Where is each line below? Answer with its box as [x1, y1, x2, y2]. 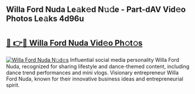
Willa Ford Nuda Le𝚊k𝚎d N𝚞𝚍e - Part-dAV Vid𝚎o [6, 5, 186, 15]
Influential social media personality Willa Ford [70, 57, 180, 63]
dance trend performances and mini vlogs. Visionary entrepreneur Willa [6, 69, 179, 76]
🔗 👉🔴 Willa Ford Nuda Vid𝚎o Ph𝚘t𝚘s [6, 38, 143, 48]
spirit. [6, 82, 20, 88]
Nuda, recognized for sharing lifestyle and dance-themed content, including [6, 63, 190, 69]
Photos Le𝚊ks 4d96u [6, 14, 84, 24]
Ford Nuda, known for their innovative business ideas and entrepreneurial [6, 75, 183, 82]
